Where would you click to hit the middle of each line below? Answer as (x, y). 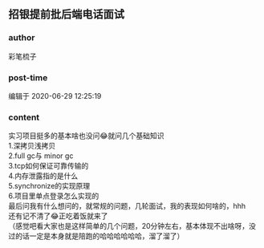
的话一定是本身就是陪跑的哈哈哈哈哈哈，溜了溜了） (100, 236)
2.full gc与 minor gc (41, 156)
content (24, 117)
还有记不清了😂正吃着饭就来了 (58, 216)
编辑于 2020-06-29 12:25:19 (55, 96)
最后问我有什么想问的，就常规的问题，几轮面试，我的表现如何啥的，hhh (127, 206)
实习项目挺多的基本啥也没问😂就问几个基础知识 (86, 136)
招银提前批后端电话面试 (66, 14)
